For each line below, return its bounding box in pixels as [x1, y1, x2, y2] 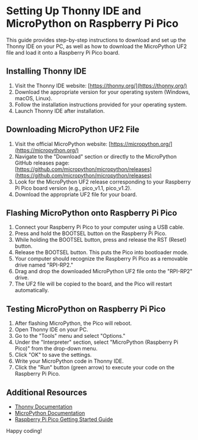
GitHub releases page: [14, 159, 70, 166]
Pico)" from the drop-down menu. [14, 345, 98, 352]
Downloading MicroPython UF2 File [6, 125, 139, 135]
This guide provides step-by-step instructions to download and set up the [6, 36, 186, 43]
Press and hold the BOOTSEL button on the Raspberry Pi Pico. [14, 230, 167, 237]
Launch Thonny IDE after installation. [14, 107, 105, 114]
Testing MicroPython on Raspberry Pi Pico [6, 304, 166, 314]
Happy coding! [6, 428, 43, 434]
